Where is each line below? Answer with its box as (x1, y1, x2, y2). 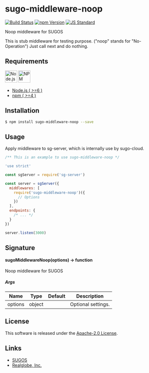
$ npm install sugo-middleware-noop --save (5, 119, 94, 124)
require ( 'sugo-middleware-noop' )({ (14, 190, 85, 195)
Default (48, 293, 66, 299)
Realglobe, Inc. (12, 362, 42, 368)
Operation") (5, 43, 28, 49)
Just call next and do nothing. (29, 43, 88, 49)
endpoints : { (9, 208, 36, 213)
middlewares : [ (9, 185, 40, 191)
